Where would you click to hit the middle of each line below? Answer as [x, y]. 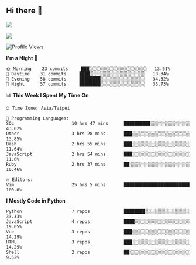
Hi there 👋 [24, 11]
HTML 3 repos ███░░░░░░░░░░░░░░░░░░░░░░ [98, 242]
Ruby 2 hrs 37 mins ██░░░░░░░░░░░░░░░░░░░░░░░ [98, 164]
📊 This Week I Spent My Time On [47, 95]
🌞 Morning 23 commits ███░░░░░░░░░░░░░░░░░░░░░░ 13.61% [88, 69]
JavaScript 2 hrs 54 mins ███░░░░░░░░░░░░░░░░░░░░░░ [98, 154]
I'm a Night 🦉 [22, 58]
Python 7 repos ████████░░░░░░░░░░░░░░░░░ [98, 211]
